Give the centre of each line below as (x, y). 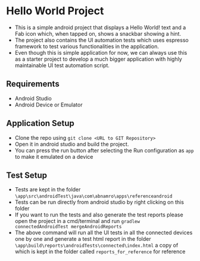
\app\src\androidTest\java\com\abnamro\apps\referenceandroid (93, 196)
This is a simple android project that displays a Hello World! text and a (100, 27)
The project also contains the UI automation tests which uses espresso (101, 40)
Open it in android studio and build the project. (72, 144)
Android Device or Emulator (49, 105)
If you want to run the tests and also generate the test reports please (99, 215)
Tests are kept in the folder (48, 190)
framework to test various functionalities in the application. (87, 46)
